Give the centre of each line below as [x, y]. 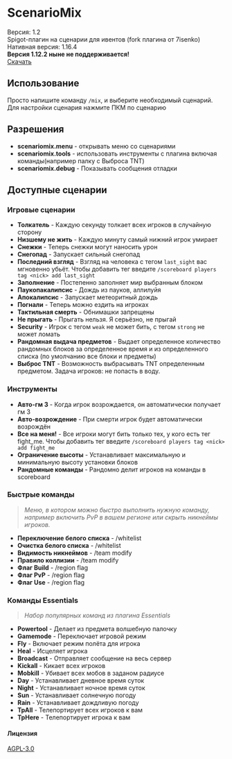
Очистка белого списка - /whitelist [69, 545]
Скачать [20, 61]
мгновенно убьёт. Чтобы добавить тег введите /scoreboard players [117, 269]
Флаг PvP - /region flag [51, 575]
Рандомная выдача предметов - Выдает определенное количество [119, 342]
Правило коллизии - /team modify [68, 560]
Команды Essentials [43, 600]
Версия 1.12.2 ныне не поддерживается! [69, 54]
